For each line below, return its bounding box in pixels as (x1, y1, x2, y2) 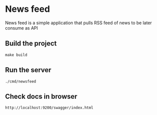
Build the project (5, 39, 57, 48)
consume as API (5, 25, 38, 31)
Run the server (5, 66, 52, 75)
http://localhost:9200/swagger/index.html (5, 105, 94, 111)
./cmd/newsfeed (5, 79, 36, 84)
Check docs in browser (5, 92, 78, 101)
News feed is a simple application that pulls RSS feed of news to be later (5, 20, 152, 26)
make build (5, 52, 28, 57)
